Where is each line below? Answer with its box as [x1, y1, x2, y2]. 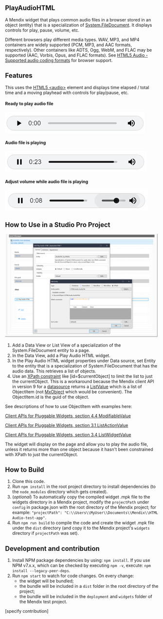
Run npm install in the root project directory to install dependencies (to [12, 484, 156, 489]
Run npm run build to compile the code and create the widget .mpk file [12, 520, 154, 526]
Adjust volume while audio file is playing [5, 178, 89, 184]
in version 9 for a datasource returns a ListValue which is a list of [12, 384, 142, 389]
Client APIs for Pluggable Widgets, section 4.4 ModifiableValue [5, 413, 131, 419]
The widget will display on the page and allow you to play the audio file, [5, 441, 148, 447]
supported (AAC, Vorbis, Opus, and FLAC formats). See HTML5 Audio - [5, 52, 148, 58]
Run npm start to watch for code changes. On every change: [12, 573, 134, 579]
